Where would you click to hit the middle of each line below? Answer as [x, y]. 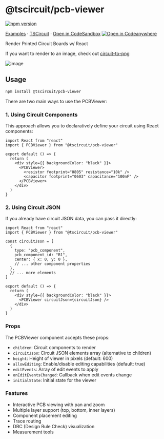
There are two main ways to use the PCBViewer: [56, 101]
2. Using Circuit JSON [33, 207]
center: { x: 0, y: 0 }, [41, 260]
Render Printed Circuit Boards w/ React [47, 43]
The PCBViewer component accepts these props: [57, 337]
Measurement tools [33, 432]
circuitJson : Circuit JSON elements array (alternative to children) [82, 353]
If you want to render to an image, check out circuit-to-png [67, 53]
